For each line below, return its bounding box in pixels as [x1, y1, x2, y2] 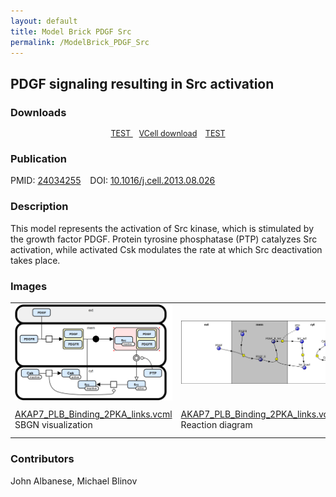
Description [10, 200, 69, 214]
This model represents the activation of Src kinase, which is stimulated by [10, 222, 315, 234]
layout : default [10, 16, 78, 26]
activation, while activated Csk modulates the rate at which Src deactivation [10, 243, 323, 255]
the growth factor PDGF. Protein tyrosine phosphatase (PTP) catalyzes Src [10, 233, 318, 245]
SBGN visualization [14, 419, 93, 431]
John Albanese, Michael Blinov [10, 475, 138, 487]
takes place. [10, 254, 61, 266]
